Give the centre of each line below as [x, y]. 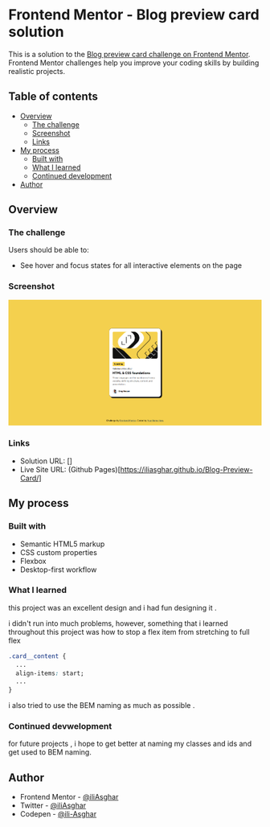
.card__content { [37, 656]
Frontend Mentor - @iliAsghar [69, 797]
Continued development [72, 175]
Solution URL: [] [46, 461]
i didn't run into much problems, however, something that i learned [119, 623]
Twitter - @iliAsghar [53, 805]
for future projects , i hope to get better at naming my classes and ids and [130, 744]
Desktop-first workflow [58, 570]
